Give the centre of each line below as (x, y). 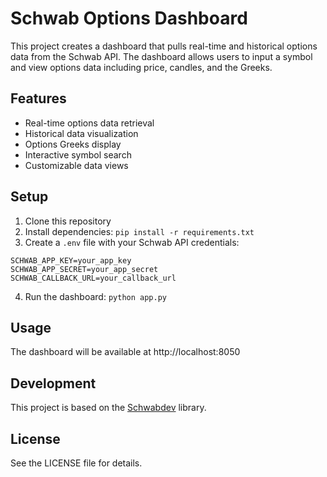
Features (38, 98)
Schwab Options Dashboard (129, 18)
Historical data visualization (81, 133)
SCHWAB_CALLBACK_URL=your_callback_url (93, 278)
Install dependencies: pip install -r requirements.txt (139, 231)
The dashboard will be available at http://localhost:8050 (125, 352)
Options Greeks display (73, 144)
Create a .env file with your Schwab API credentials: (132, 242)
